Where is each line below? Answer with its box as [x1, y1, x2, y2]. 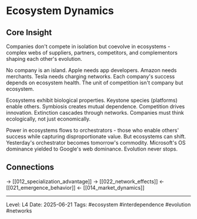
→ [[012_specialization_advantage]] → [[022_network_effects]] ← [6, 177, 165, 185]
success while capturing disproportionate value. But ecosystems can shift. [6, 133, 186, 140]
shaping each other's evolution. [6, 56, 83, 62]
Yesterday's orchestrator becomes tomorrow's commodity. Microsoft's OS [6, 139, 186, 146]
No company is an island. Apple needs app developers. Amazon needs [6, 67, 177, 74]
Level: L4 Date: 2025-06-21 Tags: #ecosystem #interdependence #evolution [6, 201, 191, 208]
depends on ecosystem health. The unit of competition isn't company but [6, 79, 184, 86]
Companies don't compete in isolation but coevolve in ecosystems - [6, 43, 171, 50]
